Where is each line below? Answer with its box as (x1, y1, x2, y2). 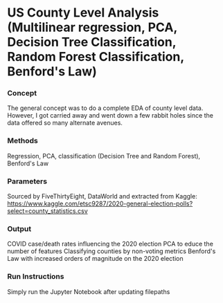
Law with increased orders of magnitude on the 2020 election (7, 255, 184, 263)
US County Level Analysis (7, 5, 159, 21)
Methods (7, 136, 38, 146)
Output (7, 224, 32, 233)
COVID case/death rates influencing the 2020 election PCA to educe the (7, 240, 213, 248)
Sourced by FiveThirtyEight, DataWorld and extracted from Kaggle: (7, 192, 197, 201)
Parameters (7, 176, 47, 186)
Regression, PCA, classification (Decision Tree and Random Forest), (7, 151, 201, 160)
